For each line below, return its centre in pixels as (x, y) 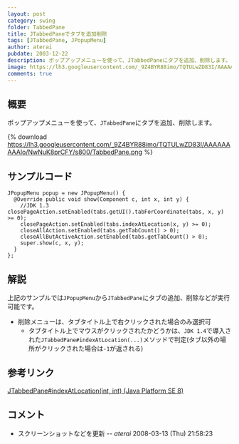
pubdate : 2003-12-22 (38, 54)
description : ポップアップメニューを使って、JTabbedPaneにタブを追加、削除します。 (119, 61)
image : (17, 67)
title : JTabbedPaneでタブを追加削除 (57, 34)
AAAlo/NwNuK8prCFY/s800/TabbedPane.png (75, 152)
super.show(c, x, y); (52, 243)
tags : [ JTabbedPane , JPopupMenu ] (57, 41)
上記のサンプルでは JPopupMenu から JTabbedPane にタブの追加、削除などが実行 (118, 297)
